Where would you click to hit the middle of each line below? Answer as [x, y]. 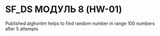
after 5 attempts [22, 28]
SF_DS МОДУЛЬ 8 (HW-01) [64, 9]
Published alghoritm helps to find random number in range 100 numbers [80, 23]
